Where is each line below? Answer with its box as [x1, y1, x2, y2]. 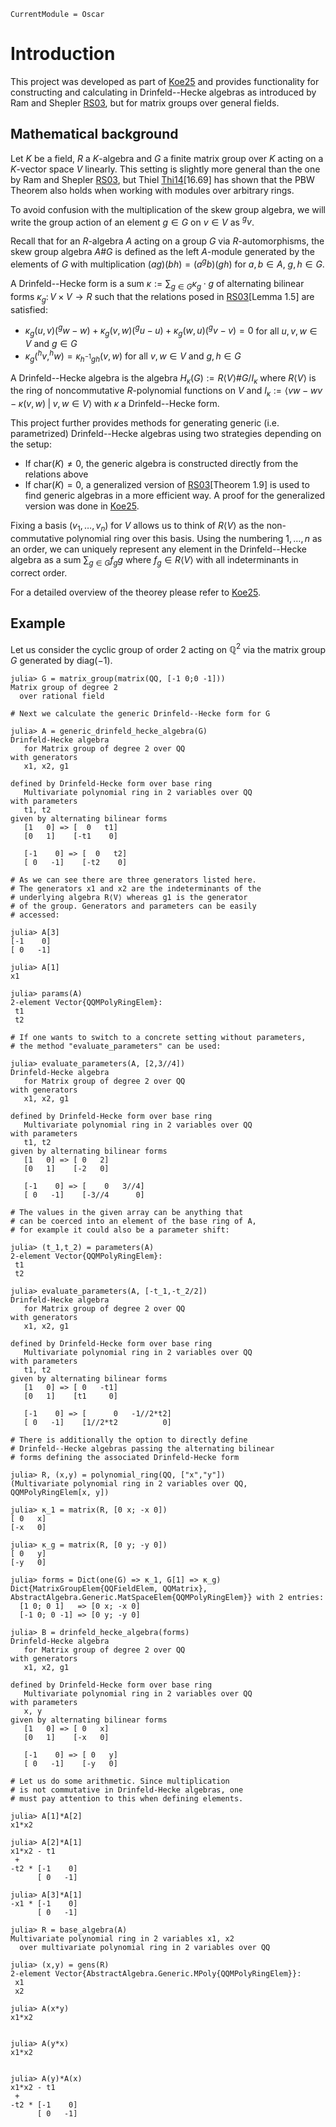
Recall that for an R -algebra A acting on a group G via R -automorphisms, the [10, 235, 325, 247]
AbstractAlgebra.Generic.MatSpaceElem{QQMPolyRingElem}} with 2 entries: [10, 1593, 325, 1603]
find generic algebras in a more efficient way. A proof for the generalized [24, 490, 326, 502]
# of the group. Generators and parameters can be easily [10, 901, 257, 912]
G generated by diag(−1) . [10, 655, 113, 667]
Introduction [10, 43, 116, 65]
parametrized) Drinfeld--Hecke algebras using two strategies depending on [10, 428, 322, 440]
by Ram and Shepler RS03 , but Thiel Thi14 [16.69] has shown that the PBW [10, 173, 315, 185]
